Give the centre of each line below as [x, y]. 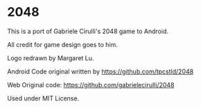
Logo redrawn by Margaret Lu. [51, 58]
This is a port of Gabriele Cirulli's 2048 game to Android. [88, 31]
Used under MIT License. [43, 98]
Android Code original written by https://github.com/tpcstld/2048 [101, 71]
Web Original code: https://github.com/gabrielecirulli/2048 [91, 84]
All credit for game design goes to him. [62, 44]
